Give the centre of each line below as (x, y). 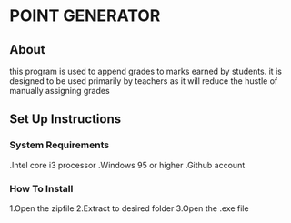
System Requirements (60, 145)
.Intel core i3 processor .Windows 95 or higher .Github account (127, 165)
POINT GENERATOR (85, 16)
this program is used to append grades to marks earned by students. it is (145, 71)
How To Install (41, 188)
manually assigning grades (60, 91)
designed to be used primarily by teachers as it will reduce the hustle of (144, 81)
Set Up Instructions (65, 119)
